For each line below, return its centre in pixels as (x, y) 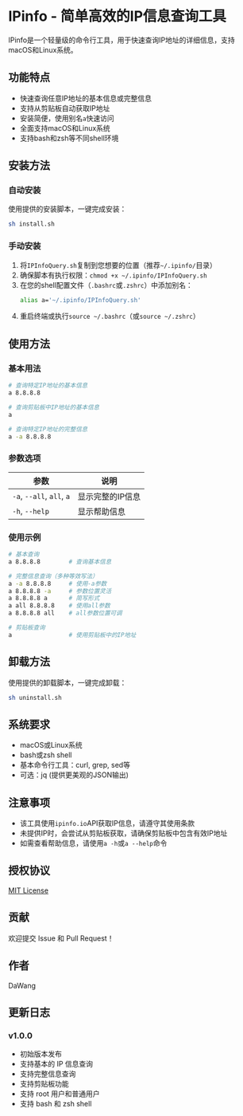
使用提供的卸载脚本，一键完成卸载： (67, 682)
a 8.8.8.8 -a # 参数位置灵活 (60, 591)
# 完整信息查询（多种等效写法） (53, 576)
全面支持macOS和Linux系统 (65, 128)
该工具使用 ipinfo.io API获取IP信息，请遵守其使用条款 (107, 823)
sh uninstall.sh (35, 697)
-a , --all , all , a (41, 496)
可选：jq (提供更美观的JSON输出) (74, 775)
